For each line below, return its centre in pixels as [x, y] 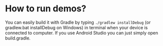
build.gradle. [18, 38]
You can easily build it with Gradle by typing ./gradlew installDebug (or [78, 22]
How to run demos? [46, 9]
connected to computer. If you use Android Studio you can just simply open [82, 33]
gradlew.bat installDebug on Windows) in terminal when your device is [76, 27]
